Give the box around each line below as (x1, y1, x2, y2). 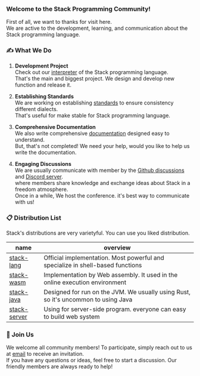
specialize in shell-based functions (43, 261, 142, 269)
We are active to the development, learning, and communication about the (6, 24, 188, 32)
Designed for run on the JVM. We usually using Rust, (43, 288, 191, 296)
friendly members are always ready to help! (6, 363, 113, 370)
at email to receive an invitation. (6, 350, 85, 357)
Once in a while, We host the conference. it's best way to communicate (14, 192, 190, 199)
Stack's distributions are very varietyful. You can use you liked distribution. (6, 229, 190, 236)
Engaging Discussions (14, 160, 71, 167)
